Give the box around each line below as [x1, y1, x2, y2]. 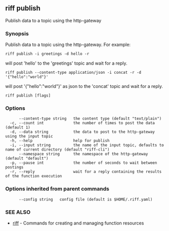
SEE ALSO [5, 208, 31, 215]
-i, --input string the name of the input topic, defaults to [10, 143, 164, 148]
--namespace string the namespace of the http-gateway [18, 152, 148, 157]
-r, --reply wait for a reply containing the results [10, 169, 162, 174]
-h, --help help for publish [10, 138, 110, 144]
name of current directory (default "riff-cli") [5, 147, 110, 152]
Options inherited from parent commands [5, 186, 110, 193]
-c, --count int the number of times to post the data [10, 121, 155, 126]
